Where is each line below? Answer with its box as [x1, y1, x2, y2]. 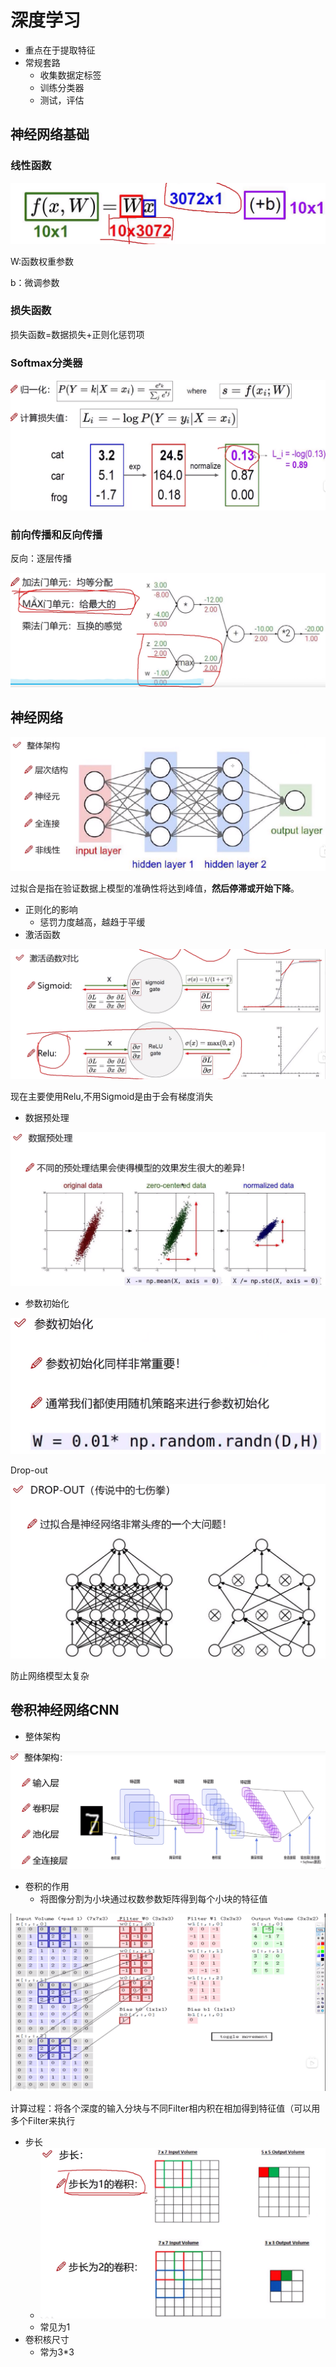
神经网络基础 [10, 126, 90, 143]
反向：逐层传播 [10, 552, 72, 565]
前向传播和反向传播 [10, 527, 103, 541]
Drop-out [10, 1464, 48, 1476]
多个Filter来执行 [10, 2114, 76, 2126]
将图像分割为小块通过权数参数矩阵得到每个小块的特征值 [39, 1893, 268, 1905]
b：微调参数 [10, 276, 60, 288]
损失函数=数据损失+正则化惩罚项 [10, 328, 145, 340]
